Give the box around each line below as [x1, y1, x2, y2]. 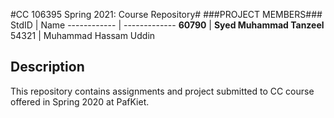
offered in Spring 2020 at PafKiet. [10, 95, 150, 108]
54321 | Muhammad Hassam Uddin [10, 30, 156, 41]
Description [10, 59, 85, 76]
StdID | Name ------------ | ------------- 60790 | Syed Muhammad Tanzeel [10, 19, 325, 31]
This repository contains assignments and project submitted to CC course [10, 85, 315, 97]
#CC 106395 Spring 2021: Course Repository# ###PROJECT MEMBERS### [10, 9, 323, 20]
